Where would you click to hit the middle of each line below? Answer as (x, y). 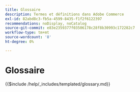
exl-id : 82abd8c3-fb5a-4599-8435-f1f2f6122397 (54, 19)
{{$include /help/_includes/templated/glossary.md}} (58, 84)
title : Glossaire (23, 10)
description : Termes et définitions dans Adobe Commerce (65, 14)
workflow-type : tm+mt (27, 32)
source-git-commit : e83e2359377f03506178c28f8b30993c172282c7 (70, 28)
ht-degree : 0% (20, 42)
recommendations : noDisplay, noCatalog (46, 23)
